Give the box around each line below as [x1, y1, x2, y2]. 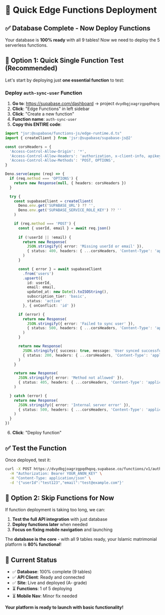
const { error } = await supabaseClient [18, 266, 102, 272]
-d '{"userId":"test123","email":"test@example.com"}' [9, 480, 124, 485]
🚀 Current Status [5, 556, 57, 564]
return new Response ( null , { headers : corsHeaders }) [14, 180, 126, 186]
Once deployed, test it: [5, 457, 51, 463]
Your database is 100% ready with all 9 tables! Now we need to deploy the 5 [5, 37, 160, 43]
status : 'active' [27, 299, 63, 304]
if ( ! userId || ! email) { [18, 235, 71, 240]
